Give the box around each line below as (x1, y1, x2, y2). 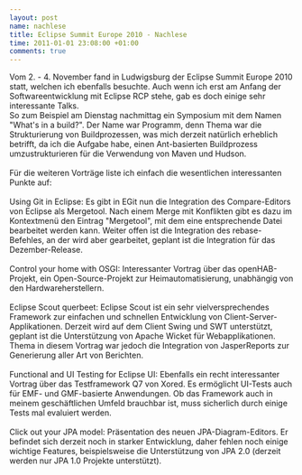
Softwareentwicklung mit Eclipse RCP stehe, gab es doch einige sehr (9, 91, 266, 102)
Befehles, (9, 235, 45, 246)
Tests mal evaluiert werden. (9, 407, 112, 418)
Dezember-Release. (9, 245, 84, 256)
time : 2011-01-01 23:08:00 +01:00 (9, 38, 140, 48)
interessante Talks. (9, 100, 79, 111)
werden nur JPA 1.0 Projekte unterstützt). (9, 455, 162, 466)
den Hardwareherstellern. (9, 283, 105, 293)
